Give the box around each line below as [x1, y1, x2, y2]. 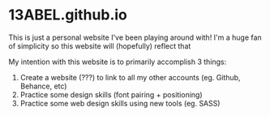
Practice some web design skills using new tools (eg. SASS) [19, 98, 221, 108]
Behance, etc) [19, 81, 67, 91]
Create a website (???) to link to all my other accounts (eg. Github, [19, 72, 241, 82]
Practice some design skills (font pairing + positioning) [19, 89, 203, 99]
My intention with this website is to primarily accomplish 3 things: [8, 57, 227, 67]
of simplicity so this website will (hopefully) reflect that [8, 41, 191, 50]
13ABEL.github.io [8, 6, 127, 24]
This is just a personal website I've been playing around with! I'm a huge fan [8, 32, 262, 42]
